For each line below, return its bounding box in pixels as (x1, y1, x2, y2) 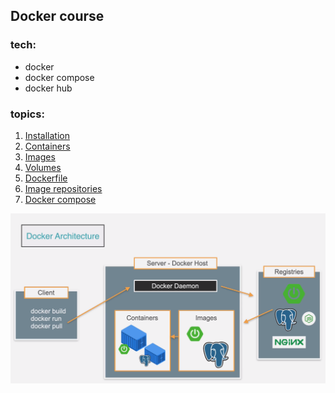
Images (24, 150, 56, 163)
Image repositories (24, 182, 103, 194)
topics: (10, 107, 45, 121)
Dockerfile (24, 172, 68, 184)
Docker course (10, 8, 105, 25)
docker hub (24, 82, 73, 94)
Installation (24, 129, 71, 141)
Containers (24, 140, 71, 152)
